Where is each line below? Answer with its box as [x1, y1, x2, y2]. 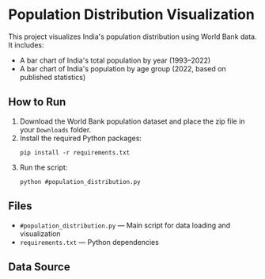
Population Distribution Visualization [8, 6, 255, 24]
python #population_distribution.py [19, 178, 141, 185]
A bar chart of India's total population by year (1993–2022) [19, 55, 211, 65]
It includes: [8, 40, 44, 49]
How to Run [8, 95, 66, 109]
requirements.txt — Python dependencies [19, 237, 160, 247]
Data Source [8, 260, 70, 273]
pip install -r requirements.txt [19, 148, 131, 156]
